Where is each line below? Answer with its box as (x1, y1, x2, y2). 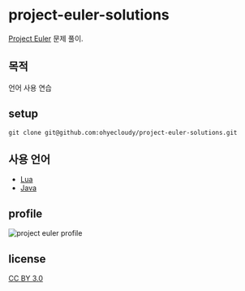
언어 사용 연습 (8, 83, 53, 93)
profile (8, 206, 43, 220)
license (8, 252, 46, 266)
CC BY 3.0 (8, 274, 43, 283)
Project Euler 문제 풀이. (8, 33, 84, 43)
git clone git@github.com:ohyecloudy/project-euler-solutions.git (8, 128, 238, 137)
